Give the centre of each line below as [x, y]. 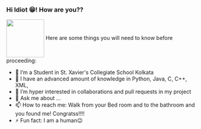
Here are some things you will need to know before [109, 38]
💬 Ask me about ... [38, 98]
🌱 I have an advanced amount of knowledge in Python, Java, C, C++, [101, 79]
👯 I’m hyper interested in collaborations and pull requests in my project [103, 92]
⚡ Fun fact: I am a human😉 [49, 121]
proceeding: [21, 61]
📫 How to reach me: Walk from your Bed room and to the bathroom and [105, 105]
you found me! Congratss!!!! [50, 114]
